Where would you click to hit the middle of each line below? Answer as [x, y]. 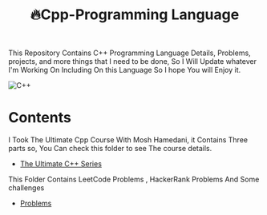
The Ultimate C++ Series [61, 163]
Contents [40, 118]
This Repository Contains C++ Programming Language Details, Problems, [129, 53]
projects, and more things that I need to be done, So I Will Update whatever [132, 61]
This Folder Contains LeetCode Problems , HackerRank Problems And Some [134, 179]
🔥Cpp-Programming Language [135, 15]
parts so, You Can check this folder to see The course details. [110, 148]
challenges [26, 187]
